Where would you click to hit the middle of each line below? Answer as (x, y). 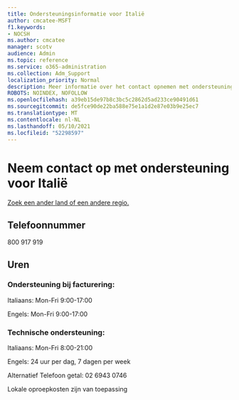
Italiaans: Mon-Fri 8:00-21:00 (50, 348)
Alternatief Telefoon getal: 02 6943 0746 (67, 375)
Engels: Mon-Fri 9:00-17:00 (48, 314)
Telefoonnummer (47, 225)
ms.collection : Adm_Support (49, 73)
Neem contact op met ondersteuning (118, 168)
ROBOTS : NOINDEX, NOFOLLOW (47, 93)
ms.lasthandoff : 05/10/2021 (49, 126)
